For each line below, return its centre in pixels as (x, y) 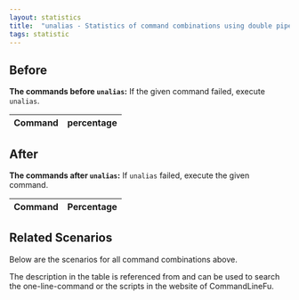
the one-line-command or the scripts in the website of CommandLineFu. (141, 286)
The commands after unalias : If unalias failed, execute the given (129, 175)
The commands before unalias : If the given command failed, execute (137, 92)
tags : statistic (39, 34)
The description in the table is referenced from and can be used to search (145, 276)
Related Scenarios (61, 238)
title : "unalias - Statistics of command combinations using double (141, 26)
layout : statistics (45, 17)
